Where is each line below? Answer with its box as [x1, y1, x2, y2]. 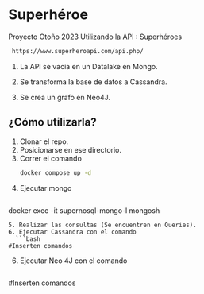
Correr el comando [19, 153, 82, 163]
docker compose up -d [19, 168, 91, 176]
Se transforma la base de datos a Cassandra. [19, 77, 168, 87]
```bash [15, 234, 41, 243]
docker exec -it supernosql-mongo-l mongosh [8, 205, 160, 215]
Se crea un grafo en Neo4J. [19, 92, 111, 102]
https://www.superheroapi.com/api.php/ [11, 47, 144, 55]
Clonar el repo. [19, 137, 69, 146]
